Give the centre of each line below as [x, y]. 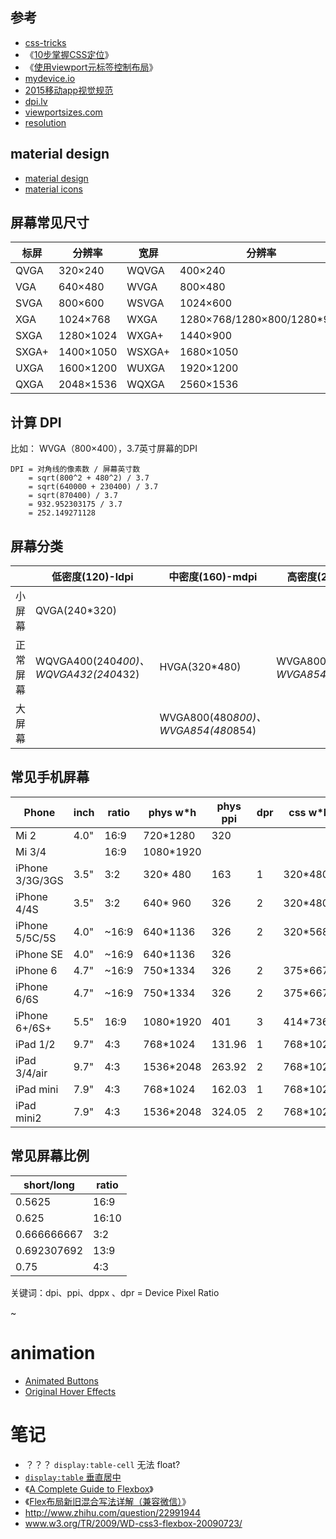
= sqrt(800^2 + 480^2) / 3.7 [89, 478]
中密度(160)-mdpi [213, 577]
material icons [53, 189]
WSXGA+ [148, 352]
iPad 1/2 [35, 1044]
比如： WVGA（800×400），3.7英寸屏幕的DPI [104, 449]
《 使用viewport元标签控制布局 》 [91, 67]
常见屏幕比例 [50, 1156]
